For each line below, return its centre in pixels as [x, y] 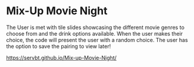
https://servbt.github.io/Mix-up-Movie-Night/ [62, 58]
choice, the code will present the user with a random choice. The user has [97, 40]
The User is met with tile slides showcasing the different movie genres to [95, 27]
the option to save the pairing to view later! [59, 46]
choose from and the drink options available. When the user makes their [95, 33]
